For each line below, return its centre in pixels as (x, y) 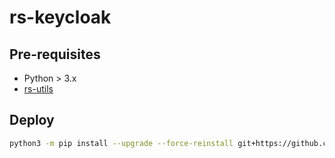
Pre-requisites (55, 54)
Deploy (32, 120)
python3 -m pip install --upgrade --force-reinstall (121, 143)
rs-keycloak (60, 17)
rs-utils (38, 89)
